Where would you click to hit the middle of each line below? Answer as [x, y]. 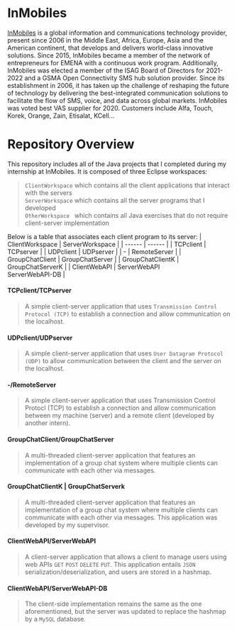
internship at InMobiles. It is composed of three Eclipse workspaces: [108, 171]
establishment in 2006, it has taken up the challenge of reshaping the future [118, 85]
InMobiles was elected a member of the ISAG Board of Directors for [106, 70]
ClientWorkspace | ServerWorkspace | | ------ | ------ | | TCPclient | [107, 244]
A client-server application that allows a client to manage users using [126, 557]
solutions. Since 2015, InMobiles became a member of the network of [109, 55]
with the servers [48, 192]
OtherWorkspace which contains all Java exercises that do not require [126, 215]
